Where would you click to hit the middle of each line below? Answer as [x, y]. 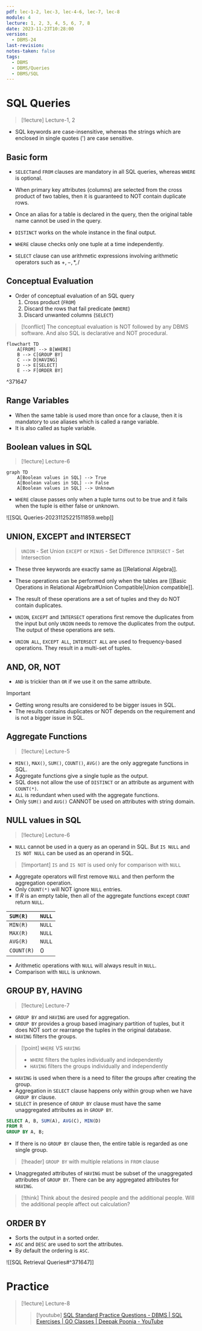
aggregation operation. [43, 883]
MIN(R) [19, 925]
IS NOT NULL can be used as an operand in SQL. [74, 853]
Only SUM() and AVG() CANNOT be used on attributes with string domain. [105, 801]
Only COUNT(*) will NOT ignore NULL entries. [68, 889]
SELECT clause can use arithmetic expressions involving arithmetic [96, 256]
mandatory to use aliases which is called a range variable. [87, 421]
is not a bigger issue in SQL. [50, 718]
